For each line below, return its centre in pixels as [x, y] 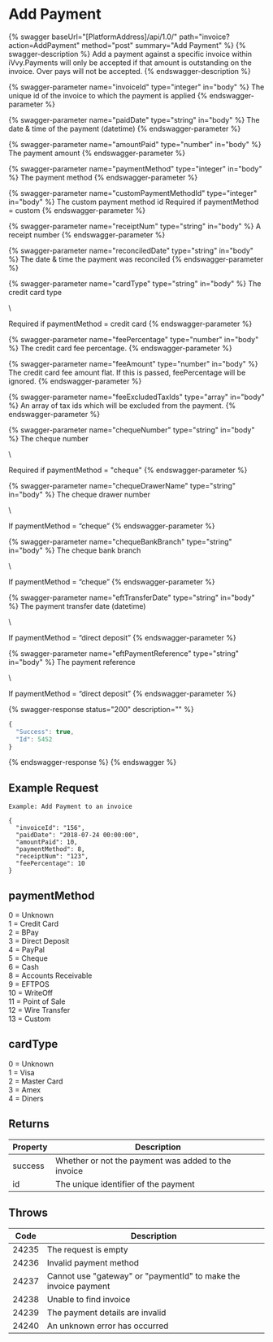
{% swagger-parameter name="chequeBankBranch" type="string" [121, 541]
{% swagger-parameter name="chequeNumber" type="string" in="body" [132, 430]
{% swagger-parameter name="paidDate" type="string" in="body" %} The [134, 119]
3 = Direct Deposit [39, 941]
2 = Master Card [36, 1081]
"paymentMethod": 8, [50, 849]
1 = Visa [22, 1072]
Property [30, 1147]
